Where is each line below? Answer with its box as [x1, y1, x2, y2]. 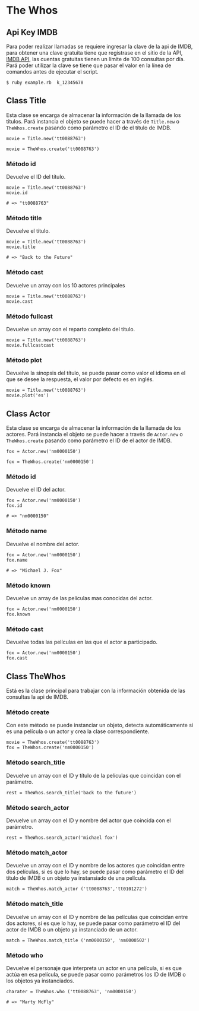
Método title [6, 214, 42, 223]
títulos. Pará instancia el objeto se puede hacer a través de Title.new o [6, 118, 180, 125]
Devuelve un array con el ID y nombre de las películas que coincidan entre [6, 913, 188, 920]
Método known [6, 581, 50, 590]
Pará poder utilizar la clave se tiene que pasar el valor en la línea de [6, 62, 172, 69]
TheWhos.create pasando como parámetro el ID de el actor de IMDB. [6, 437, 172, 444]
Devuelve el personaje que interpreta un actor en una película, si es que [6, 964, 182, 971]
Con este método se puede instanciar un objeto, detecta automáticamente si [6, 722, 194, 729]
